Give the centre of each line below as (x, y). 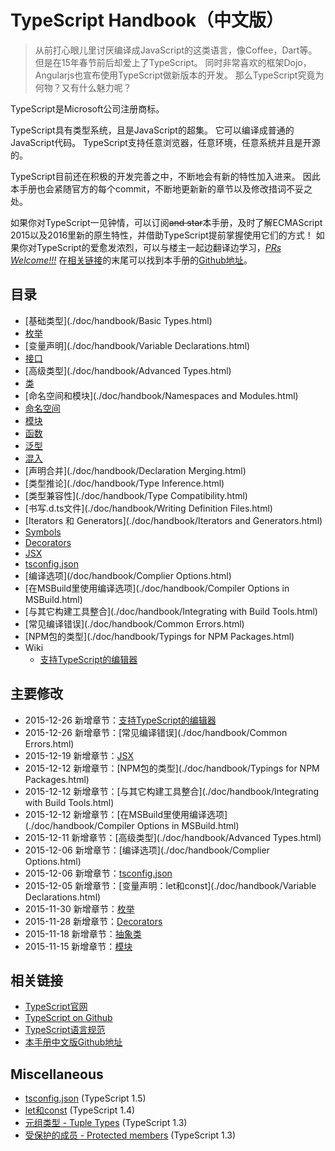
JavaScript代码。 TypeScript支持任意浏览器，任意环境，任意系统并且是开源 (165, 142)
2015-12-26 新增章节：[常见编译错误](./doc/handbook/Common (156, 732)
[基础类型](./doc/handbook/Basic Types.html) (118, 320)
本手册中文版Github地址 (73, 1042)
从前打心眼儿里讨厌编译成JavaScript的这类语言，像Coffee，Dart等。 (176, 50)
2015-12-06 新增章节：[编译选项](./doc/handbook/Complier (147, 850)
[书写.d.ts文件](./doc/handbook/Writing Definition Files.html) (148, 508)
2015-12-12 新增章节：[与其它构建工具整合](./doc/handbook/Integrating (172, 791)
